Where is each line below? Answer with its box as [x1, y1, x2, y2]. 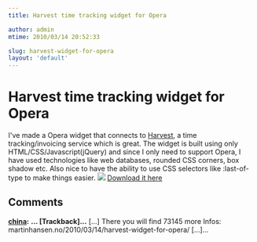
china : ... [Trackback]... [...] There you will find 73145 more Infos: [8, 216, 222, 226]
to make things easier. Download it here [24, 173, 163, 182]
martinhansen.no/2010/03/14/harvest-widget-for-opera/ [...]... [8, 225, 209, 234]
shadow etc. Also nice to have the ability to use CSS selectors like [8, 164, 222, 173]
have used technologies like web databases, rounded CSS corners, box [8, 156, 240, 165]
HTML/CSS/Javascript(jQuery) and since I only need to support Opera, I [8, 147, 241, 157]
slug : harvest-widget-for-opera [8, 47, 114, 55]
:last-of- [222, 164, 249, 173]
